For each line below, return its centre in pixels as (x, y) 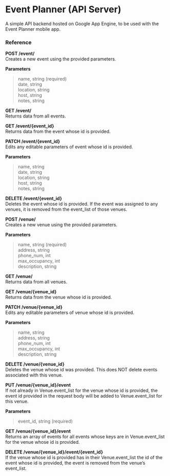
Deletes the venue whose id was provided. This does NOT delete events (81, 370)
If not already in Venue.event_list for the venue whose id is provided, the (81, 390)
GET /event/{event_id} (30, 126)
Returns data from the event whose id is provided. (58, 131)
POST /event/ (20, 54)
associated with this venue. (34, 375)
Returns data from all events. (36, 116)
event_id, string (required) (45, 421)
